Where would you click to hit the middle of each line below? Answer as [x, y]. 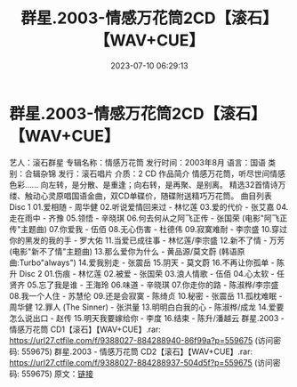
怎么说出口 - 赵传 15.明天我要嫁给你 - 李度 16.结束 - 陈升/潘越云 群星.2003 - [147, 318]
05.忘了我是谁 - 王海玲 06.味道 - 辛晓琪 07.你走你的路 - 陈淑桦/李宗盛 [153, 285]
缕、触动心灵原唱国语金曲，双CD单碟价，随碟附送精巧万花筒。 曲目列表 [141, 196]
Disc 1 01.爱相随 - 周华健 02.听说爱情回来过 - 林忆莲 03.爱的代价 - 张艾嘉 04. [149, 206]
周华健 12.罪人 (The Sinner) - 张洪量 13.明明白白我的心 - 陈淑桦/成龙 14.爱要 [147, 307]
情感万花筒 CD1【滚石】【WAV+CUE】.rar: [85, 329]
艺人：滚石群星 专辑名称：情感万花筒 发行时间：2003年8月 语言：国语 [138, 162]
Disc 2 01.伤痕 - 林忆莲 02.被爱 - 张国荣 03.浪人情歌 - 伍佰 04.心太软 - [147, 273]
